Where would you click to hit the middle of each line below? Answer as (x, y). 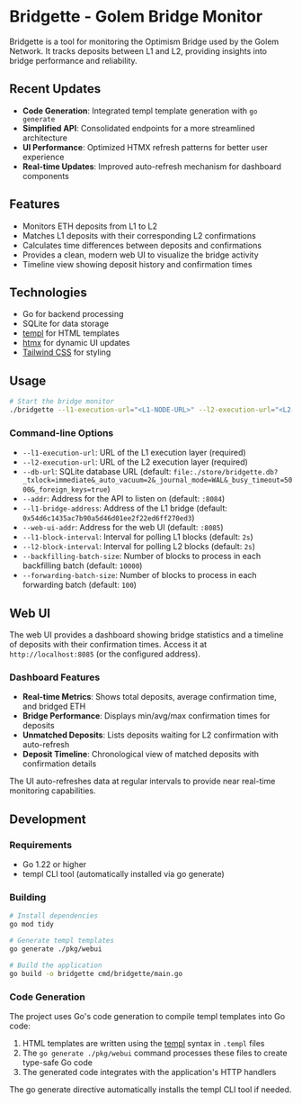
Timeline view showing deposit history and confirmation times (137, 264)
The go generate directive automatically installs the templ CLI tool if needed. (151, 1089)
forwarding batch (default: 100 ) (80, 585)
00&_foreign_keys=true (65, 490)
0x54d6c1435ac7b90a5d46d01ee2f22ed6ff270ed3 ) (108, 518)
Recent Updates (55, 89)
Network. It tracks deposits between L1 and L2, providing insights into (138, 50)
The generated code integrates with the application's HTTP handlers (149, 1072)
